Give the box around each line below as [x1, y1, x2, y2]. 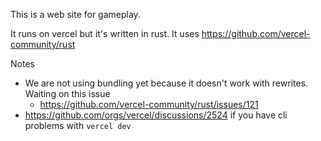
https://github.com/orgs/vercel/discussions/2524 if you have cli [24, 109, 288, 121]
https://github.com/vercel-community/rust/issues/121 [39, 99, 259, 110]
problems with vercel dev [24, 120, 132, 131]
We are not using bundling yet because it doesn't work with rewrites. [24, 77, 309, 89]
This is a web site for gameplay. [10, 9, 141, 20]
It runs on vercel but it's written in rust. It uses [10, 28, 200, 39]
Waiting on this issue [24, 88, 111, 99]
